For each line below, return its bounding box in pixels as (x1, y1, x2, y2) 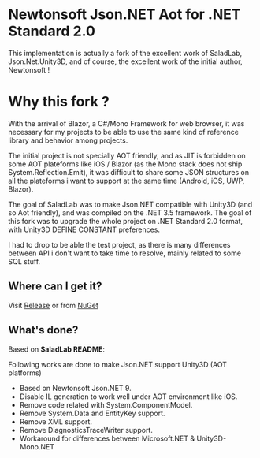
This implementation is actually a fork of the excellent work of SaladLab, (8, 48, 243, 58)
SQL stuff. (8, 256, 41, 266)
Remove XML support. (19, 416, 93, 426)
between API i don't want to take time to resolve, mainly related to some (8, 248, 242, 258)
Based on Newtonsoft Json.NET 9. (19, 383, 132, 393)
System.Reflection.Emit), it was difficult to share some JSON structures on (8, 167, 250, 177)
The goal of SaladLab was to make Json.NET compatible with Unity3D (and (8, 199, 253, 209)
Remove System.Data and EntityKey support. (19, 408, 165, 418)
